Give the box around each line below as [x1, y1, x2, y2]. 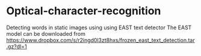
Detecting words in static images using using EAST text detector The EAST [6, 24, 192, 31]
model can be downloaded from [6, 30, 85, 37]
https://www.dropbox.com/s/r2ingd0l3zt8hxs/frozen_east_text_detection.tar [6, 36, 195, 43]
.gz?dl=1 [6, 43, 27, 50]
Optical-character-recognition [6, 4, 161, 18]
